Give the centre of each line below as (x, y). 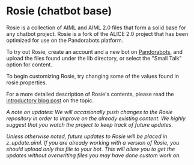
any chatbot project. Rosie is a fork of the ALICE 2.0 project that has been (97, 33)
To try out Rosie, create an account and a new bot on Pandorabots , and (95, 51)
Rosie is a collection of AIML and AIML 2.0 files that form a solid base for (96, 27)
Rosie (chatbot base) (59, 11)
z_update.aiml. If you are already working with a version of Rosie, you (93, 142)
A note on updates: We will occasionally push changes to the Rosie (89, 112)
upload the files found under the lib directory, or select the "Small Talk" (94, 58)
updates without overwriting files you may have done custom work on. (94, 155)
